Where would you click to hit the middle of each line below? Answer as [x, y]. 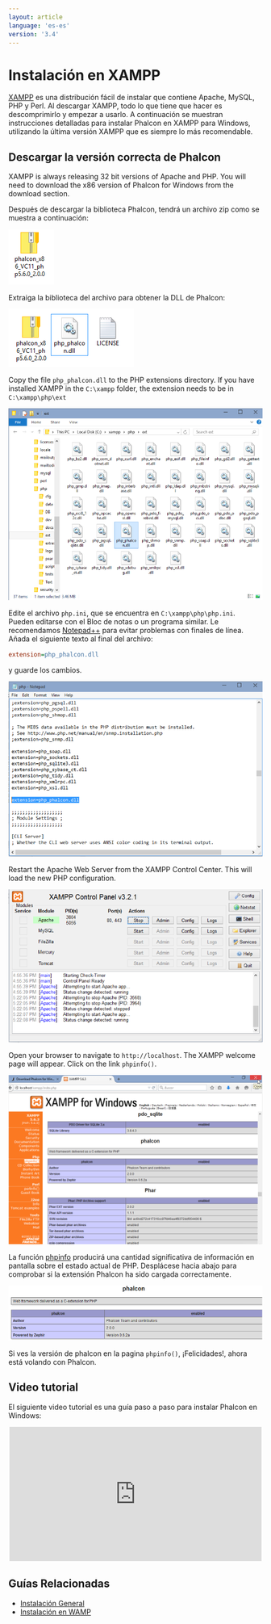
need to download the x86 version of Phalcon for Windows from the [121, 185]
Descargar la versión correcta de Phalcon [115, 157]
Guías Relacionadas [59, 1584]
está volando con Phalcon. [52, 1362]
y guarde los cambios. [45, 670]
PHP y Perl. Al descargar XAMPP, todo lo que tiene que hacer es [115, 106]
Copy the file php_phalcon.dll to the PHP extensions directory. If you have [131, 380]
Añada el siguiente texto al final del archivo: [81, 639]
